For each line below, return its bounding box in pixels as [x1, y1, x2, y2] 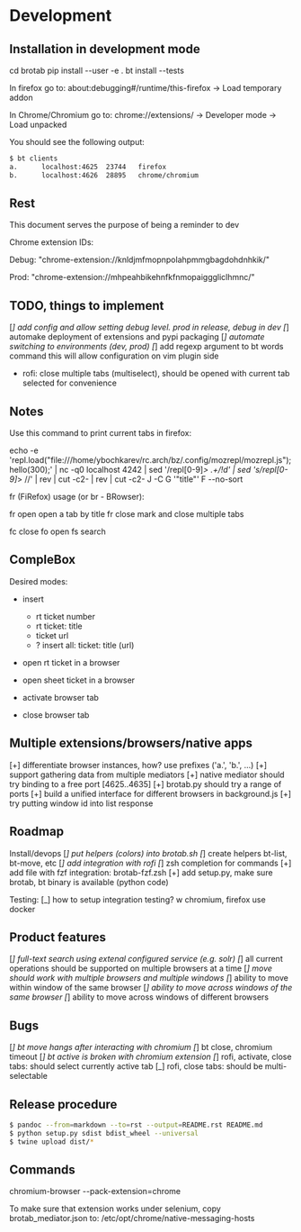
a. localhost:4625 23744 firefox [9, 162, 167, 171]
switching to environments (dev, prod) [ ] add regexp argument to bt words [9, 341, 284, 352]
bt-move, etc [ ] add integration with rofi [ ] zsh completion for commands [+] [9, 857, 292, 868]
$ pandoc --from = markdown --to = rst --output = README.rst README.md [9, 1120, 263, 1129]
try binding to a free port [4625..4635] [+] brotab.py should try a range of [9, 778, 282, 789]
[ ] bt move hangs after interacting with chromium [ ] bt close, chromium [9, 1042, 273, 1053]
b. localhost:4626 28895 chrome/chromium [9, 170, 199, 180]
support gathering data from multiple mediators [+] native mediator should [9, 769, 285, 780]
